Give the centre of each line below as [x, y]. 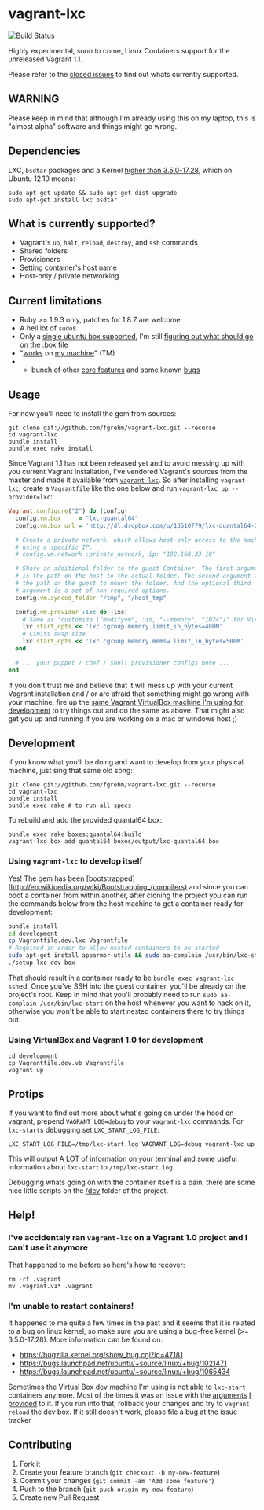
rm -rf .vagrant [35, 1279]
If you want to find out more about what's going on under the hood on [121, 1113]
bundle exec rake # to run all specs [70, 806]
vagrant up [26, 1070]
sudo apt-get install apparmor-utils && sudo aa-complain [105, 956]
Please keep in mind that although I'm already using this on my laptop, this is [132, 118]
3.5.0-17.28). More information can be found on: [86, 1340]
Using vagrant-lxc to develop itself [75, 861]
